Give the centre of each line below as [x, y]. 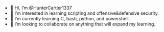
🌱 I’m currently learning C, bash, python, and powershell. [70, 19]
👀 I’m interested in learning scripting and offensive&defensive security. [85, 13]
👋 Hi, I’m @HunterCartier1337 [41, 8]
